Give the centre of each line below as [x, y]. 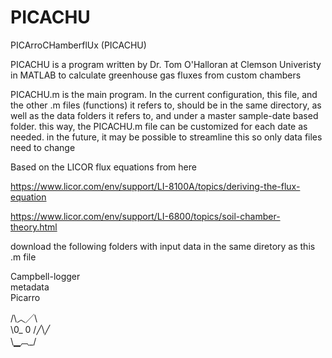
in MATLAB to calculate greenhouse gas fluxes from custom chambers [156, 75]
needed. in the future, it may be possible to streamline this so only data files [166, 137]
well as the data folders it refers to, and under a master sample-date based [164, 115]
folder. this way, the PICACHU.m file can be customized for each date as [159, 126]
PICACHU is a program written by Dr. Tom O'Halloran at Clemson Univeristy [166, 64]
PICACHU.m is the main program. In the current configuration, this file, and [164, 94]
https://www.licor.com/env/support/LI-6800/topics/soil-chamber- [145, 216]
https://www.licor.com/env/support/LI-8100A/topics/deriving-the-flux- [155, 186]
